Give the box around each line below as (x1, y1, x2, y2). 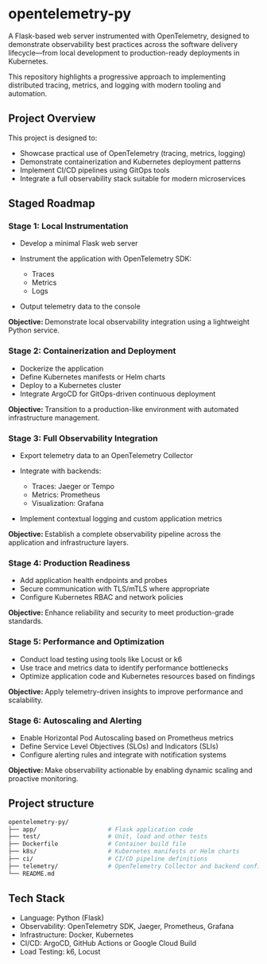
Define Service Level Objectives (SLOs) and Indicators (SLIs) (19, 741, 219, 751)
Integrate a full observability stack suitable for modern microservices (19, 173, 246, 183)
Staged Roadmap (8, 196, 95, 211)
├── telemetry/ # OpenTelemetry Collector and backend (8, 862, 240, 870)
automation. (8, 88, 48, 98)
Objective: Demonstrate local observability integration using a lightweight (8, 317, 250, 327)
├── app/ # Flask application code (8, 825, 194, 834)
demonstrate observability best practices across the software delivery (8, 39, 238, 49)
